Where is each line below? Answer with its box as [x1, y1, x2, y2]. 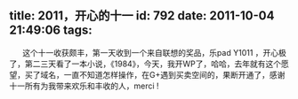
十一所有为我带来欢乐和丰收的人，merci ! [9, 80, 159, 91]
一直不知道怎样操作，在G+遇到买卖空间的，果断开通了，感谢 [63, 69, 286, 80]
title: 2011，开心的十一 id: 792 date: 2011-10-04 [9, 8, 275, 24]
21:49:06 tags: [9, 23, 93, 38]
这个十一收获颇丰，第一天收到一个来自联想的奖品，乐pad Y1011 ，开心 [21, 47, 279, 57]
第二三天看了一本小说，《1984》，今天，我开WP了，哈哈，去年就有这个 [24, 58, 282, 69]
